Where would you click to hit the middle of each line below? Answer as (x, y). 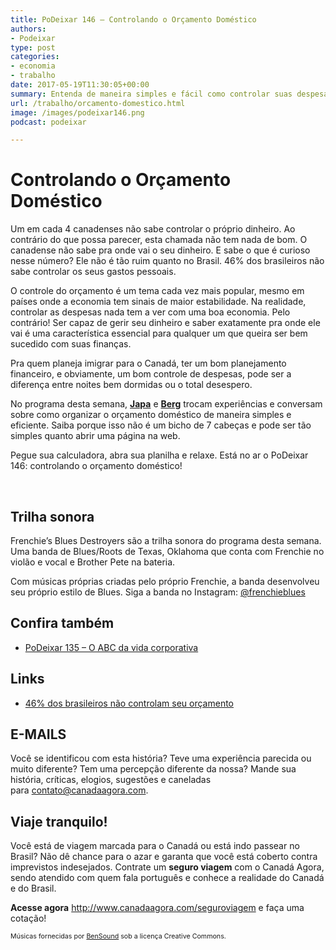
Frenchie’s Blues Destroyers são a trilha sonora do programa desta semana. (166, 540)
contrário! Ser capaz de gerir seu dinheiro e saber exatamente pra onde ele (165, 323)
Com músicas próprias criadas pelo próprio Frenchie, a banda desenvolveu (165, 581)
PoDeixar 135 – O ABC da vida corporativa (111, 647)
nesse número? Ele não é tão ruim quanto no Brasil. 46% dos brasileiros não (167, 261)
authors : (28, 29)
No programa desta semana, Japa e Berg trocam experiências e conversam (166, 404)
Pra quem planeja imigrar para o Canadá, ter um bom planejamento (148, 363)
